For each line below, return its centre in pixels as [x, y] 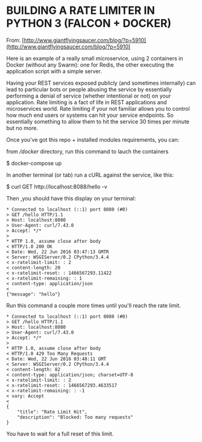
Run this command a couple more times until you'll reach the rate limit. [93, 305]
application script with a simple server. [54, 71]
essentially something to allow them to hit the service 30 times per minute [98, 121]
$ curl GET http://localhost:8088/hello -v [57, 186]
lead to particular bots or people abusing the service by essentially [89, 89]
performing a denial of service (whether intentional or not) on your [89, 96]
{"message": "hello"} [33, 294]
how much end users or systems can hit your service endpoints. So [90, 115]
